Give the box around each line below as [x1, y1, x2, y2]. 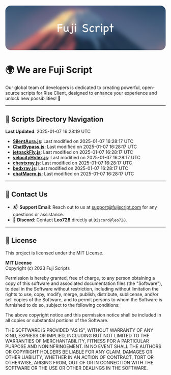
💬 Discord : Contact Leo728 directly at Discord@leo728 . [12, 217, 127, 223]
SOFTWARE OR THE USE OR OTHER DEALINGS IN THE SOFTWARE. [5, 365, 148, 371]
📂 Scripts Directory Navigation [5, 115, 104, 124]
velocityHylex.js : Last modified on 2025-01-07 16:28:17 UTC [12, 155, 141, 161]
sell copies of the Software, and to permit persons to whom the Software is [5, 296, 163, 303]
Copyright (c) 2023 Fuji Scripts [5, 265, 70, 271]
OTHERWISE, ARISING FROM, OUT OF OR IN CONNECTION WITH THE [5, 359, 154, 365]
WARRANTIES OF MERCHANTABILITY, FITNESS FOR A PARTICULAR [5, 338, 149, 344]
